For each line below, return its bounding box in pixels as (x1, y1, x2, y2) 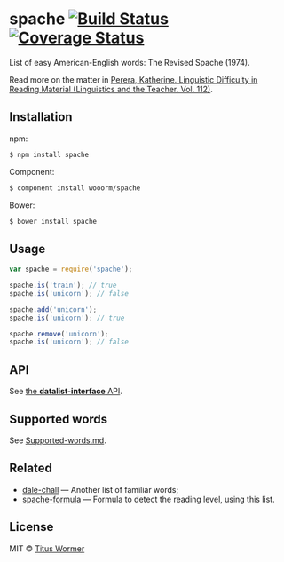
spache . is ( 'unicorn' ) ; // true (9, 313, 125, 322)
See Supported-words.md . (9, 435, 106, 446)
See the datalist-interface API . (9, 386, 122, 397)
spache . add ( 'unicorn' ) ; (9, 305, 98, 314)
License (9, 519, 54, 534)
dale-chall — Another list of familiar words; (21, 484, 179, 495)
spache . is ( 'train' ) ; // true (9, 281, 117, 290)
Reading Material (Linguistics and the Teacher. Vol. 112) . (9, 83, 213, 94)
